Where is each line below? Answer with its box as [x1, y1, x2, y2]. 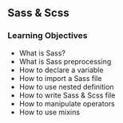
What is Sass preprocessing [18, 56, 112, 66]
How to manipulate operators [18, 98, 115, 108]
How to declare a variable [18, 65, 104, 75]
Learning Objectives [7, 30, 89, 41]
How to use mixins [18, 107, 81, 117]
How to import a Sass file [18, 73, 102, 83]
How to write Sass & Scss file [18, 90, 116, 100]
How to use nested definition [18, 82, 114, 91]
